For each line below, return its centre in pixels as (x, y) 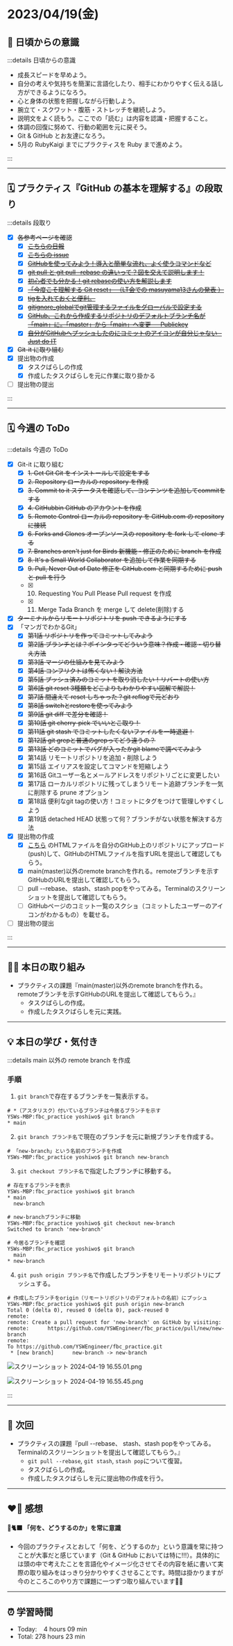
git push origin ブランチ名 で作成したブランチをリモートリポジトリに (116, 1275)
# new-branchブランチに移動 (44, 1217)
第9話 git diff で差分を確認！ (68, 714)
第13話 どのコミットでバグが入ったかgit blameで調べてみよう (115, 749)
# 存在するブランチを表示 (39, 1185)
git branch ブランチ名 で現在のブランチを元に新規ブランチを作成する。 (117, 1136)
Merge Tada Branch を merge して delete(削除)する (111, 610)
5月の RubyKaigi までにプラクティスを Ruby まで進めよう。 (101, 144)
